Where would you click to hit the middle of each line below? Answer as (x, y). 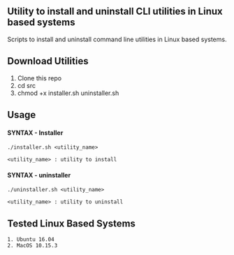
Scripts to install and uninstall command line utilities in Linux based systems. (117, 39)
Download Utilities (48, 61)
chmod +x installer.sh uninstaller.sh (68, 93)
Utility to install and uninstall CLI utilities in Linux (115, 12)
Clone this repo (39, 78)
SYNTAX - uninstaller (39, 175)
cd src (27, 85)
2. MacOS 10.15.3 (32, 246)
